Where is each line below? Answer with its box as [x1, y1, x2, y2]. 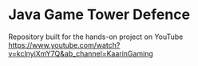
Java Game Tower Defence [8, 6, 190, 24]
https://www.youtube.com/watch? [8, 40, 121, 49]
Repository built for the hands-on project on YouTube [8, 32, 184, 41]
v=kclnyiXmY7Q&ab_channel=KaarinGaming [8, 49, 153, 58]
